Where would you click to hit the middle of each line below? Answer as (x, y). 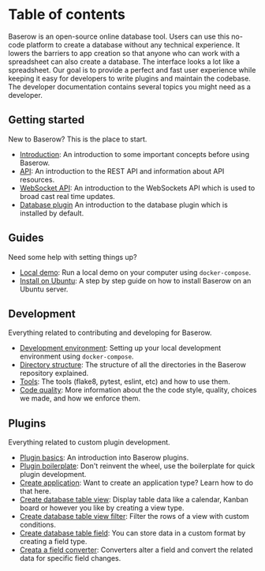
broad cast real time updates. (67, 196)
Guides (26, 238)
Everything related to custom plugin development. (90, 442)
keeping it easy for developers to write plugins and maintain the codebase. (129, 78)
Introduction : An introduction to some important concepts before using (134, 154)
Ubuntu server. (44, 289)
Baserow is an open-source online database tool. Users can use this (119, 36)
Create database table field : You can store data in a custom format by (132, 533)
